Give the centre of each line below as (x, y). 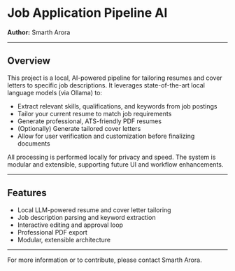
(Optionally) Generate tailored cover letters (79, 128)
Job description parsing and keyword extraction (86, 217)
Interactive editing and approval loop (70, 225)
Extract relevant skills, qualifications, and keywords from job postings (117, 106)
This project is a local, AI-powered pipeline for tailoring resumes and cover (115, 78)
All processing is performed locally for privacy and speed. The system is (112, 157)
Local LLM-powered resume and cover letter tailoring (94, 210)
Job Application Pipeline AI (87, 13)
